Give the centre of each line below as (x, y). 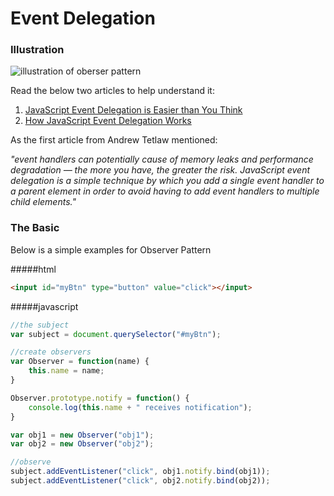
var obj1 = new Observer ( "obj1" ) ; (82, 435)
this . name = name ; (66, 371)
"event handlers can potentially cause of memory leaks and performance (162, 159)
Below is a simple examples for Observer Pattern (111, 249)
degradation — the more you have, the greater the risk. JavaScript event (160, 170)
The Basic (35, 228)
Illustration (37, 50)
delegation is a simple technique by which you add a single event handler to (167, 181)
